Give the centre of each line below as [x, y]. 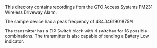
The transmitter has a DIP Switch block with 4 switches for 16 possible [76, 31]
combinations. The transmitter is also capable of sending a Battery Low [77, 36]
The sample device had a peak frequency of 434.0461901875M [69, 22]
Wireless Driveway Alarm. [31, 12]
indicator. [14, 41]
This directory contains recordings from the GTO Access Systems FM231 [79, 7]
